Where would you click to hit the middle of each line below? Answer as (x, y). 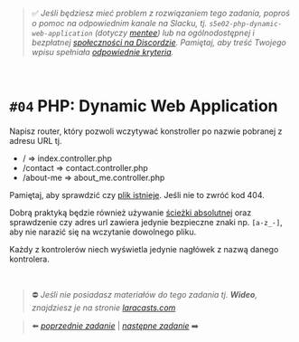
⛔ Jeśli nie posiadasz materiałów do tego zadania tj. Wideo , (144, 294)
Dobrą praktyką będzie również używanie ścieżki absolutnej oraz (131, 213)
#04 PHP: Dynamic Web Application (144, 106)
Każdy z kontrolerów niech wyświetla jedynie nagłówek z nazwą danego (144, 249)
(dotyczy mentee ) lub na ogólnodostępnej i (174, 33)
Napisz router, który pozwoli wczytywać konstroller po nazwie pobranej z (146, 131)
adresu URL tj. (36, 140)
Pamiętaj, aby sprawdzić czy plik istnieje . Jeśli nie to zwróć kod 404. (137, 195)
